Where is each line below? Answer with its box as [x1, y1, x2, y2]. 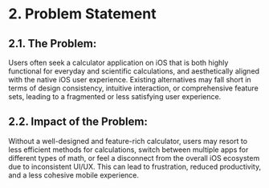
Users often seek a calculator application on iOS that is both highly [8, 58, 229, 67]
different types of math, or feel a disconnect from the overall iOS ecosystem [8, 153, 260, 162]
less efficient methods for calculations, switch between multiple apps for [8, 145, 249, 154]
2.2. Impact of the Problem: [8, 115, 149, 129]
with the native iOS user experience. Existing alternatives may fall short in [8, 75, 251, 84]
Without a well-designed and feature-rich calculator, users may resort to [8, 136, 247, 146]
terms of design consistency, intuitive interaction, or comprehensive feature [8, 83, 259, 93]
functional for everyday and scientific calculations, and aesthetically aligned [8, 66, 259, 76]
